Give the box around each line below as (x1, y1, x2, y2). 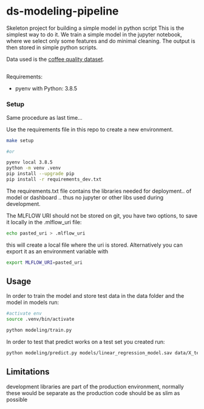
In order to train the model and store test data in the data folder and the (6, 292, 185, 300)
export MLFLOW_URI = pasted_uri (6, 259, 83, 266)
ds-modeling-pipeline (6, 4, 119, 18)
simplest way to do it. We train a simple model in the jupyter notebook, (6, 30, 182, 38)
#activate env (6, 311, 42, 317)
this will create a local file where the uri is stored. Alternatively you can (6, 241, 183, 249)
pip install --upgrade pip (6, 171, 75, 177)
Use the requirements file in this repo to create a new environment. (6, 126, 174, 133)
